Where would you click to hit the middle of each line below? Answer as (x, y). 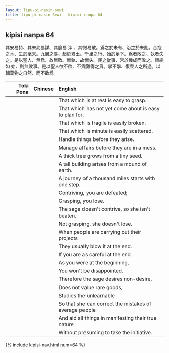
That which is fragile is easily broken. (102, 123)
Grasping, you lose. (81, 201)
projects (68, 238)
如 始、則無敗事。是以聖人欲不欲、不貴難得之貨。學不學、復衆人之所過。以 (83, 66)
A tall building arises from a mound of (103, 164)
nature (66, 324)
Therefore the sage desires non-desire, (105, 279)
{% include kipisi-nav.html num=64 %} (46, 345)
